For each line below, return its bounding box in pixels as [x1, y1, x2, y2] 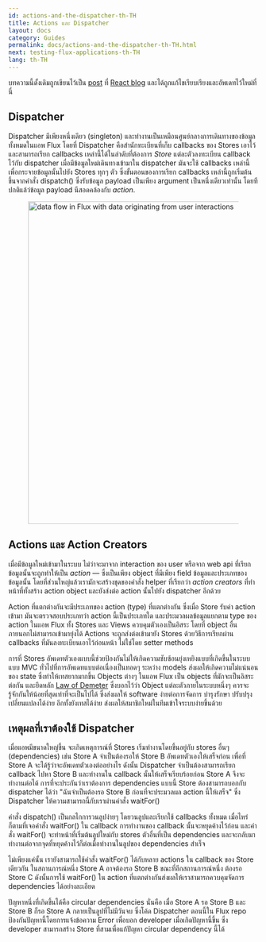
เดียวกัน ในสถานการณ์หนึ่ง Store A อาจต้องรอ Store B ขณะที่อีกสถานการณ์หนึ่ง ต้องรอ [8, 863, 242, 874]
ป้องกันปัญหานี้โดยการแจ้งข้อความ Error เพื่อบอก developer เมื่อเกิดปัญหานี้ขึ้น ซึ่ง [8, 915, 229, 925]
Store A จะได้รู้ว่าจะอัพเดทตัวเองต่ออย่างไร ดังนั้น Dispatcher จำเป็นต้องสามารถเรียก [8, 760, 236, 770]
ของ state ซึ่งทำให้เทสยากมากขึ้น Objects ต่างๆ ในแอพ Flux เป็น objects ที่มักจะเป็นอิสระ [8, 671, 254, 681]
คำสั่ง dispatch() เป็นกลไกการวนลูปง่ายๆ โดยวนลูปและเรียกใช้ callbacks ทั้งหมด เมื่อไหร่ [8, 812, 249, 822]
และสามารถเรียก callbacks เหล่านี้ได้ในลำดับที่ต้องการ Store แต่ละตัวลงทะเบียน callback [8, 149, 251, 159]
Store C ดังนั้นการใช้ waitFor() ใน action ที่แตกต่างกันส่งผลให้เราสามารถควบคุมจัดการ [8, 873, 245, 882]
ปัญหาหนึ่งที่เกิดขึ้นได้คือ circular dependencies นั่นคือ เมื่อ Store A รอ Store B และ [8, 898, 246, 907]
